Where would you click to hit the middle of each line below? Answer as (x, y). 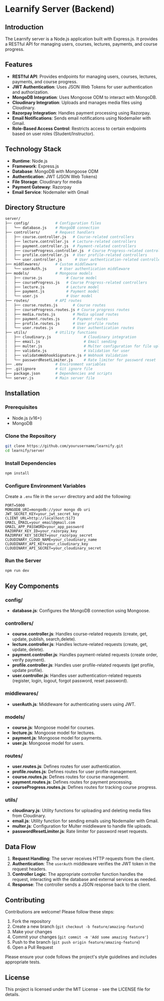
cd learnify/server (25, 451)
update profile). (28, 670)
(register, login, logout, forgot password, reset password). (70, 681)
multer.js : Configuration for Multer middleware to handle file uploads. (82, 826)
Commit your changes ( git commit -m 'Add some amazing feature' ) (80, 937)
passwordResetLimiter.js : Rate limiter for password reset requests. (80, 832)
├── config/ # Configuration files (53, 223)
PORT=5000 (15, 505)
